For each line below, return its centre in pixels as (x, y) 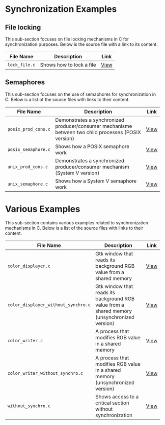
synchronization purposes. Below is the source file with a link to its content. (82, 44)
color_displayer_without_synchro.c (49, 305)
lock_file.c (22, 65)
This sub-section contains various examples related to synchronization (77, 222)
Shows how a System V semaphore (96, 181)
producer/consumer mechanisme (94, 126)
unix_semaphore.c (28, 184)
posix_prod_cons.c (29, 129)
